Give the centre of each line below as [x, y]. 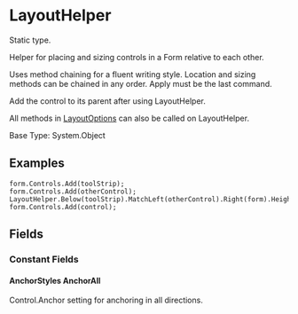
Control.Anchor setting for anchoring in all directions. [106, 300]
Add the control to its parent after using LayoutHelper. [107, 101]
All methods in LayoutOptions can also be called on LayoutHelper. [129, 118]
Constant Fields [44, 260]
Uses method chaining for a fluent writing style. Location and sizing [133, 74]
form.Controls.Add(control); [63, 207]
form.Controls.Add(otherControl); [73, 192]
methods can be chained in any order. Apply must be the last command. [141, 83]
